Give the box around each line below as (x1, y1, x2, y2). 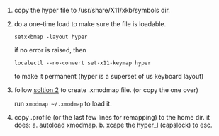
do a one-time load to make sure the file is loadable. (13, 20, 167, 28)
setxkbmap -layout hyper (13, 33, 88, 40)
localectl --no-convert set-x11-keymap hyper (13, 59, 151, 67)
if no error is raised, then (13, 46, 86, 54)
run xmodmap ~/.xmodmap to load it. (13, 99, 112, 108)
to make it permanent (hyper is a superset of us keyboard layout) (13, 72, 204, 80)
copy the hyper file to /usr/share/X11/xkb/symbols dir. (13, 6, 170, 14)
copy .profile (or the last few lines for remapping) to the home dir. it (13, 113, 210, 121)
